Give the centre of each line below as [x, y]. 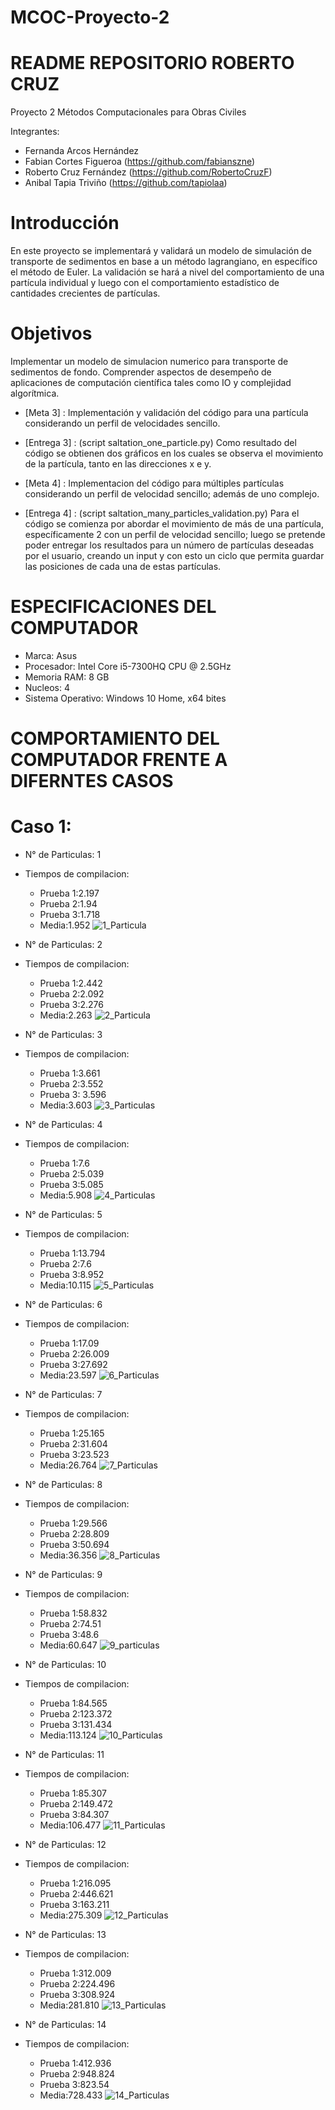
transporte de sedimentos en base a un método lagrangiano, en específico [164, 262]
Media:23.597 [68, 1375]
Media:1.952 [65, 925]
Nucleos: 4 [47, 687]
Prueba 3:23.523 [74, 1455]
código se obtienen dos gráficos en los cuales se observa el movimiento [174, 453]
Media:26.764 [68, 1465]
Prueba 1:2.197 [69, 893]
